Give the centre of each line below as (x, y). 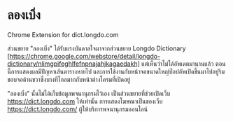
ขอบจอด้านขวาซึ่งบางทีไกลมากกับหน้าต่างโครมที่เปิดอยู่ (69, 79)
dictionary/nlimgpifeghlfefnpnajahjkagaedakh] (73, 64)
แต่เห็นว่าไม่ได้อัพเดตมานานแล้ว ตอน (183, 64)
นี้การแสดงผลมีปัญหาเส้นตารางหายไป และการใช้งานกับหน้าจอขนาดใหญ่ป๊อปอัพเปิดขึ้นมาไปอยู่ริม (116, 71)
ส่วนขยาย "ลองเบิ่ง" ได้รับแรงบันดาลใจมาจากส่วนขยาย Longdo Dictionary (97, 48)
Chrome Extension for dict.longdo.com (63, 34)
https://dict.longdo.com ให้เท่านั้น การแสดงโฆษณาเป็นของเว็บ (85, 101)
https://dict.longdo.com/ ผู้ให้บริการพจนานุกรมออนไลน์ (78, 109)
